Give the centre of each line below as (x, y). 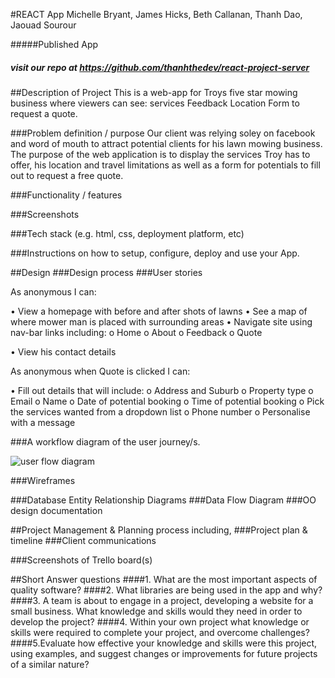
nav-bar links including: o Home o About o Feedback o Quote (136, 332)
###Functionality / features (66, 195)
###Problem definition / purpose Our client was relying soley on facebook (163, 133)
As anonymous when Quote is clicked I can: (100, 371)
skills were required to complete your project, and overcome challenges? (160, 632)
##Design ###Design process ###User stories (106, 272)
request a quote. (44, 113)
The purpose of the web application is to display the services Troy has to (160, 154)
